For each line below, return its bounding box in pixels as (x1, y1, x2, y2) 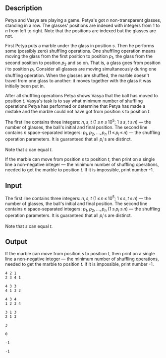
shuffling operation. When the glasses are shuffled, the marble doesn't (5, 72, 150, 78)
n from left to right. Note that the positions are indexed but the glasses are (5, 27, 156, 34)
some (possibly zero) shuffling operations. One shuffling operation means (5, 48, 156, 54)
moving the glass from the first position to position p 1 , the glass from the (5, 53, 153, 60)
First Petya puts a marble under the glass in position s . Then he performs (5, 42, 155, 49)
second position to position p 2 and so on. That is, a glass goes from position (5, 60, 161, 67)
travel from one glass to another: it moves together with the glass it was (5, 78, 152, 84)
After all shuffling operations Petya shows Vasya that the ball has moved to (5, 93, 158, 99)
